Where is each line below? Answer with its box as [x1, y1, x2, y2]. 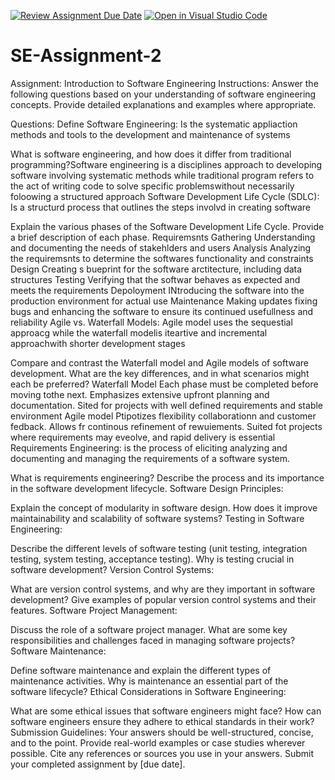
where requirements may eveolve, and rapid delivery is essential [10, 431, 276, 443]
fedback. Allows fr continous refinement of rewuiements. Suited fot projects [10, 420, 323, 432]
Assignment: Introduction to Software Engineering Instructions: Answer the [10, 77, 319, 89]
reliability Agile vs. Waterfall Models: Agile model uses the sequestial [10, 316, 293, 328]
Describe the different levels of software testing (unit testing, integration [10, 542, 308, 554]
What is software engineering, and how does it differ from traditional [10, 148, 292, 160]
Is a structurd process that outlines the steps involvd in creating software [10, 201, 311, 213]
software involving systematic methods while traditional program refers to [10, 169, 315, 181]
